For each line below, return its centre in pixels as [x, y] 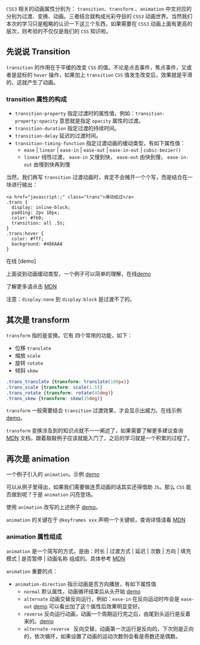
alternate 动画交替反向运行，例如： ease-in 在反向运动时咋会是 [102, 598]
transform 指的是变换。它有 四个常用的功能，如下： [70, 335]
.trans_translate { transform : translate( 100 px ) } [68, 382]
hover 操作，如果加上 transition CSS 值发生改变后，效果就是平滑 [113, 75]
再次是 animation [38, 459]
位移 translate [33, 348]
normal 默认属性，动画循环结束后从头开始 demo [82, 591]
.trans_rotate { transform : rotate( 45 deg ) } [60, 393]
